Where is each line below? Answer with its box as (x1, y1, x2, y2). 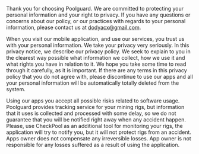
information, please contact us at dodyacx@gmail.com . (6, 24, 141, 31)
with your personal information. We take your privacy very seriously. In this (6, 41, 189, 49)
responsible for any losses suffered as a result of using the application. (6, 142, 180, 148)
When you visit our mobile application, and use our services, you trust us (6, 36, 185, 42)
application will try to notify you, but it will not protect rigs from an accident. (6, 129, 192, 136)
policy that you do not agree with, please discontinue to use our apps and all (6, 73, 193, 80)
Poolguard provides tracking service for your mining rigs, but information (6, 104, 185, 110)
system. (6, 86, 26, 92)
